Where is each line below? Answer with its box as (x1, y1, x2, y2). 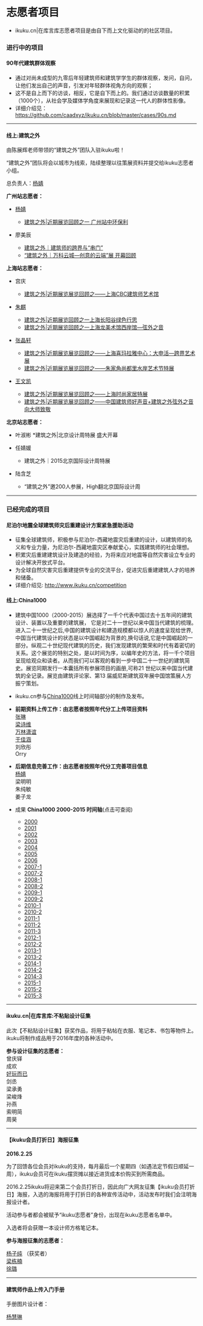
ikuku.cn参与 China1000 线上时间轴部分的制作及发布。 (14, 692, 148, 699)
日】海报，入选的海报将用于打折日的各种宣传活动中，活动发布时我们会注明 (6, 1191, 192, 1198)
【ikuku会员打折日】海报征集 (6, 1136, 79, 1143)
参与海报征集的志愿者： (6, 1237, 65, 1244)
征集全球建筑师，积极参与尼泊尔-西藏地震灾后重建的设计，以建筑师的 (14, 536, 187, 544)
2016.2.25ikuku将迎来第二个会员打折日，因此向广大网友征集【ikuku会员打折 (6, 1183, 195, 1190)
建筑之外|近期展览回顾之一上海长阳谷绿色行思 (24, 316, 138, 323)
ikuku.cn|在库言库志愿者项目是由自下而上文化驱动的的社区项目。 (14, 27, 176, 34)
